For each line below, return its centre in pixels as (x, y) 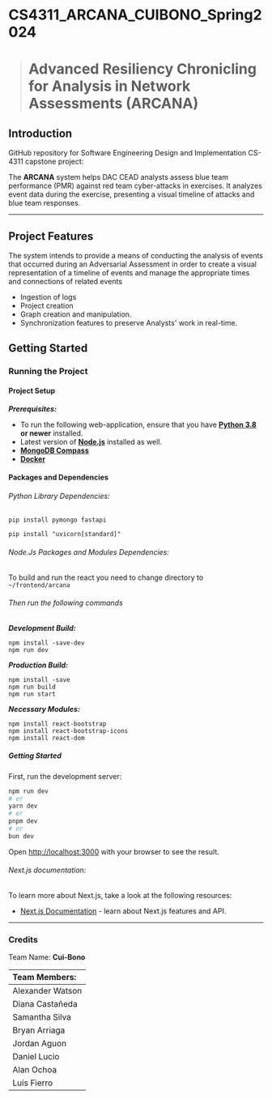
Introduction (40, 133)
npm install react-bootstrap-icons (68, 731)
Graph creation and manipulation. (76, 314)
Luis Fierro (33, 1083)
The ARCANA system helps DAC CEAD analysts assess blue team (119, 177)
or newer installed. (51, 433)
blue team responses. (45, 203)
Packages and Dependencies (59, 477)
